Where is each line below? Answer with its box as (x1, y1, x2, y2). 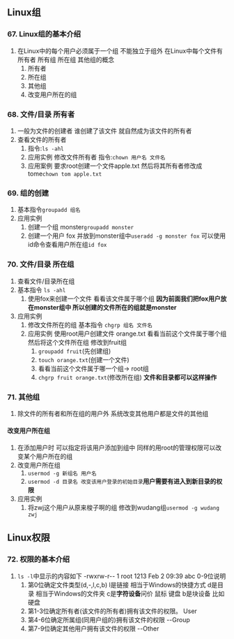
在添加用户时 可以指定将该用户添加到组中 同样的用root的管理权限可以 (17, 443, 216, 452)
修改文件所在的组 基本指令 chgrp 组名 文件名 (27, 320, 153, 329)
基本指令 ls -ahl (17, 285, 66, 294)
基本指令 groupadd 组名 (17, 206, 81, 214)
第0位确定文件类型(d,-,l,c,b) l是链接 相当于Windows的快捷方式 (27, 580, 207, 589)
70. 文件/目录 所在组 (7, 259, 75, 269)
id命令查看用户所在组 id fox (27, 240, 107, 249)
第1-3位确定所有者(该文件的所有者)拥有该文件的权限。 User (27, 607, 197, 615)
